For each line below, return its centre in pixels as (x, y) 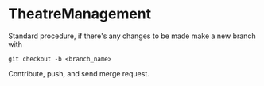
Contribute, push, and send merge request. (79, 73)
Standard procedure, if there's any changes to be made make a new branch (132, 36)
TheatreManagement (80, 14)
